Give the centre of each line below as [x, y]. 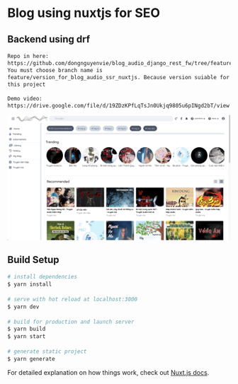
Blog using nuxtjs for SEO [84, 13]
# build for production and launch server [71, 322]
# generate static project [47, 351]
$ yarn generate [31, 359]
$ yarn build [27, 329]
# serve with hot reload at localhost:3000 [73, 299]
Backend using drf [49, 39]
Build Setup [33, 260]
